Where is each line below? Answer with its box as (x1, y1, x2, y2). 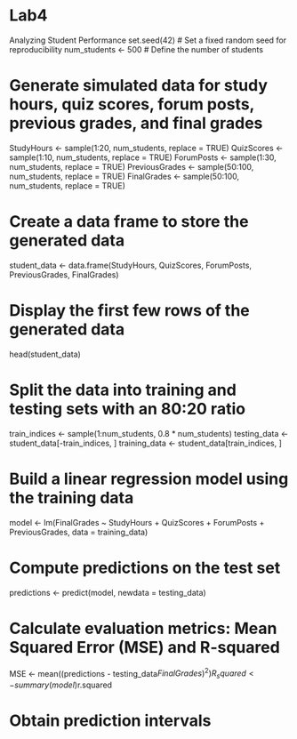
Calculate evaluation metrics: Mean (9, 618, 277, 639)
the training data (9, 487, 134, 508)
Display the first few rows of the (9, 301, 251, 320)
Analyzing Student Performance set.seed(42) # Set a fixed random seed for (9, 35, 287, 45)
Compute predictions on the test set (9, 558, 281, 578)
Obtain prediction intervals (9, 711, 212, 731)
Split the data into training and (9, 380, 237, 400)
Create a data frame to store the (9, 212, 249, 232)
